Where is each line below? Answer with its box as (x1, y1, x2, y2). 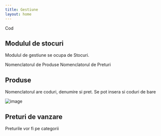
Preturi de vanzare (5, 113, 63, 121)
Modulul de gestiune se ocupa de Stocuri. (5, 52, 90, 58)
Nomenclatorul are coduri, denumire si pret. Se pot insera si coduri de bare (5, 89, 156, 95)
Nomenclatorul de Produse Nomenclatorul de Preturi (5, 62, 111, 68)
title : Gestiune (5, 7, 38, 12)
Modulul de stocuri (5, 39, 64, 47)
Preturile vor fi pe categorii (5, 125, 59, 131)
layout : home (5, 12, 32, 17)
